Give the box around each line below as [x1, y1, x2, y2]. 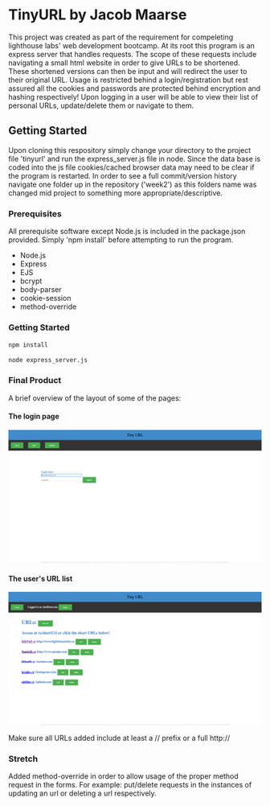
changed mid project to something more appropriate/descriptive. [8, 187, 223, 198]
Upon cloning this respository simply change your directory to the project [8, 145, 252, 154]
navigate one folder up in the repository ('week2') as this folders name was [8, 179, 257, 189]
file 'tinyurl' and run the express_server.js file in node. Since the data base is [8, 154, 261, 163]
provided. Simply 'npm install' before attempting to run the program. [8, 235, 234, 245]
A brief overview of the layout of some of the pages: [8, 393, 182, 403]
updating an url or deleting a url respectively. [8, 788, 157, 798]
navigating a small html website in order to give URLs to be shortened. [8, 58, 240, 68]
